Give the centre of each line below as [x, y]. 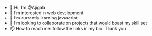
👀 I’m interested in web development [46, 13]
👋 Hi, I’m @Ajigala [27, 8]
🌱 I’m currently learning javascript [43, 18]
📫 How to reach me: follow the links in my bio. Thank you [68, 28]
